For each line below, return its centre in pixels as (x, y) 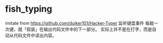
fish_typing (29, 9)
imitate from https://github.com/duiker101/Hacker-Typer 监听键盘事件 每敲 (80, 23)
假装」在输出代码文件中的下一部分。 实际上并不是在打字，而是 (89, 29)
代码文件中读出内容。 (35, 35)
